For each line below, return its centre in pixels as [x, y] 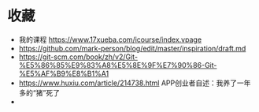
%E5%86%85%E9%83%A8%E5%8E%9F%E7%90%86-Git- [118, 65]
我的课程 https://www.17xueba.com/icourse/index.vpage [110, 39]
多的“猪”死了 [39, 92]
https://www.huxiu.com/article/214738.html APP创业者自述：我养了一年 [135, 83]
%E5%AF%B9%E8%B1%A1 [64, 73]
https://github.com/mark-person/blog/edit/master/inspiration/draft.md [132, 48]
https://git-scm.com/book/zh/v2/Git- [78, 57]
